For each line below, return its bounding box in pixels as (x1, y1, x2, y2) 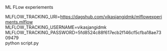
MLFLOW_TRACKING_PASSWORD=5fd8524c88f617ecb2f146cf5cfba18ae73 (5, 30, 162, 35)
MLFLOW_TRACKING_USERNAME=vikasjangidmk (5, 24, 107, 30)
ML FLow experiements (5, 4, 53, 10)
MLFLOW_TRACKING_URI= (5, 14, 61, 19)
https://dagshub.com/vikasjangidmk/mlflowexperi (60, 14, 162, 19)
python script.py (5, 40, 39, 46)
